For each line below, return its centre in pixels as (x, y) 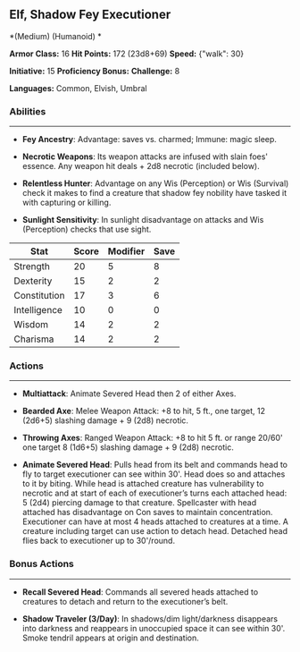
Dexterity (33, 281)
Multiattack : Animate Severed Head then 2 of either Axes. (129, 394)
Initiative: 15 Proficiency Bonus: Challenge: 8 (95, 71)
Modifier (126, 251)
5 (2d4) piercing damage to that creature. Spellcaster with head (139, 503)
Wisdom (31, 325)
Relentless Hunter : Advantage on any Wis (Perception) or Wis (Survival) (155, 183)
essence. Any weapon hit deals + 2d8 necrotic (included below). (141, 166)
